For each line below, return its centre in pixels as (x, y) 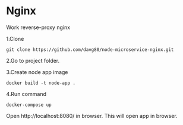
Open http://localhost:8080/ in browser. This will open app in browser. (92, 116)
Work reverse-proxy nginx (38, 27)
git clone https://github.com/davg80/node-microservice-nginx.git (90, 49)
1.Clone (15, 39)
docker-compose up (29, 105)
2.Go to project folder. (33, 60)
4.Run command (26, 94)
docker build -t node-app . (41, 83)
